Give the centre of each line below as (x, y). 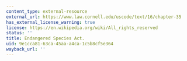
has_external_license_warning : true (51, 22)
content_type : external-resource (47, 11)
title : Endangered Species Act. (45, 38)
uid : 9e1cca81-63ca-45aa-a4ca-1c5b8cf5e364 (60, 44)
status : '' (19, 33)
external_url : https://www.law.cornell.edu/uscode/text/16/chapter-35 (94, 17)
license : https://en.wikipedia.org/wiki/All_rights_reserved (82, 28)
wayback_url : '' (26, 49)
